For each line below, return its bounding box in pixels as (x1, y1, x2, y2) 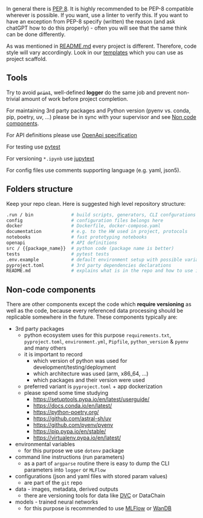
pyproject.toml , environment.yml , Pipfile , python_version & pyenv (24, 338, 189, 345)
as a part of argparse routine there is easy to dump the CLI (24, 460, 170, 467)
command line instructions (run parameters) (14, 453, 125, 461)
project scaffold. (6, 56, 47, 62)
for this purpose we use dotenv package (24, 447, 124, 455)
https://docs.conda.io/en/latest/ (33, 402, 112, 409)
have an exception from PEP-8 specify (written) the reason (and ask (6, 18, 175, 25)
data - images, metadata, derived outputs (14, 485, 119, 493)
